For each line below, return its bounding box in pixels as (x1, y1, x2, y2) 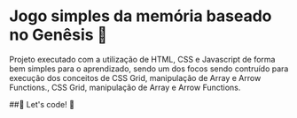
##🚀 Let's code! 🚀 (9, 99, 75, 109)
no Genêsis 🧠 (9, 25, 108, 45)
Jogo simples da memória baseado (9, 6, 272, 26)
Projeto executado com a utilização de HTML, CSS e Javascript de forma (9, 54, 276, 64)
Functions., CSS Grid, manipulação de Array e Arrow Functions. (9, 82, 241, 92)
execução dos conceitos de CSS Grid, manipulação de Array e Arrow (9, 72, 262, 83)
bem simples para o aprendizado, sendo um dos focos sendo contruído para (9, 63, 289, 74)
